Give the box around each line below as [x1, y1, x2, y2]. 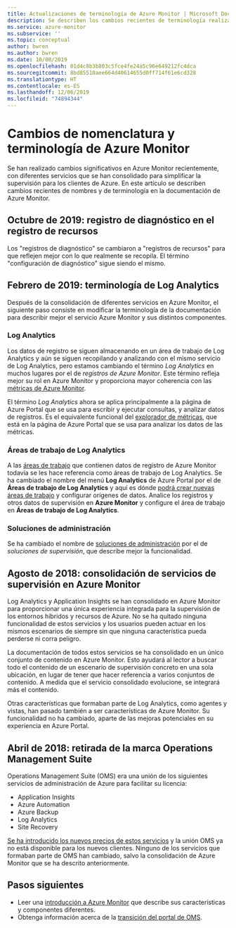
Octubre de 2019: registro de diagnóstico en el [7, 214, 214, 226]
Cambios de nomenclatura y [7, 126, 176, 142]
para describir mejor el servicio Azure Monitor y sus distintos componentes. [7, 313, 227, 321]
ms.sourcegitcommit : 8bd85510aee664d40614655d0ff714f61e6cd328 [7, 69, 197, 76]
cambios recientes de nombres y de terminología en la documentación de [7, 186, 221, 194]
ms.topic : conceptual [7, 37, 71, 44]
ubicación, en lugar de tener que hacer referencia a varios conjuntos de [7, 670, 215, 679]
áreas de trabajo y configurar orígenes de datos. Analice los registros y [7, 491, 213, 500]
